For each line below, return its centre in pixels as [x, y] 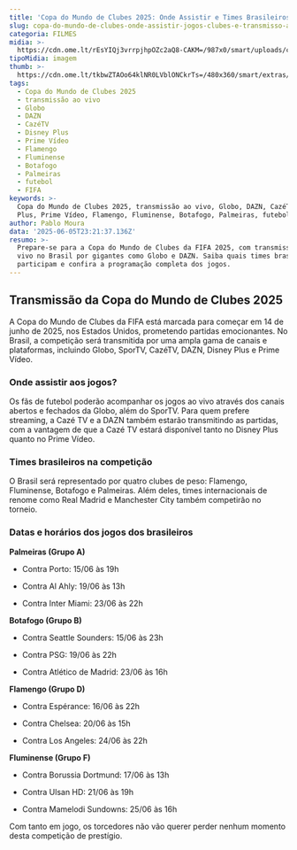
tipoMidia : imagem [43, 58]
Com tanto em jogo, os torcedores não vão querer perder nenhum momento [147, 826]
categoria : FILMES [43, 34]
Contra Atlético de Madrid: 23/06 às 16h [95, 672]
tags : [19, 83]
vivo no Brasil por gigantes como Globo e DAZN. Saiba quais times [144, 256]
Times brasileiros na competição [81, 461]
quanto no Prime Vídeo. [52, 438]
